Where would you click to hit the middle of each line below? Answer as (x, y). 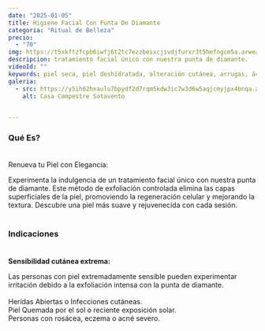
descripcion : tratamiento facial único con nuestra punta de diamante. (128, 60)
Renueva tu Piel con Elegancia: (58, 165)
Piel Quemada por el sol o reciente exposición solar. (92, 310)
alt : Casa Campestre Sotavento (74, 96)
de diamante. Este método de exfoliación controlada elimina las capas (121, 188)
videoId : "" (28, 67)
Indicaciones (34, 234)
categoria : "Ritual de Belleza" (61, 30)
